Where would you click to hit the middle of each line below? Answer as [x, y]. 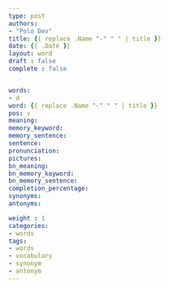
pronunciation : [34, 151]
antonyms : [25, 204]
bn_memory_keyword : [41, 174]
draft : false [32, 62]
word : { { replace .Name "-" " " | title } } [83, 105]
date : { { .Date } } [39, 46]
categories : [28, 226]
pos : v [19, 113]
